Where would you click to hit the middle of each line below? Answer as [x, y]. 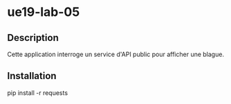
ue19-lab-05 [44, 12]
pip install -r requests [37, 93]
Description [33, 38]
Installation [32, 76]
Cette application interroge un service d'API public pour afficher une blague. [116, 54]
